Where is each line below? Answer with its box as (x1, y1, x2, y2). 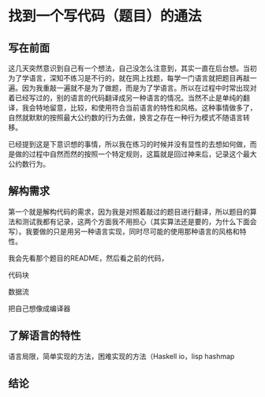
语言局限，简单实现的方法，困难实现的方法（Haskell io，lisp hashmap (8, 351, 235, 361)
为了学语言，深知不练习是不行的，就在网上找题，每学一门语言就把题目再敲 (8, 73, 250, 83)
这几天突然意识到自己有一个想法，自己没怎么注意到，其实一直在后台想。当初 (8, 64, 257, 73)
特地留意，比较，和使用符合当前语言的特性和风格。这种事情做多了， (35, 103, 257, 112)
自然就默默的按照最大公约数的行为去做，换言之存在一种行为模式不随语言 (8, 113, 243, 122)
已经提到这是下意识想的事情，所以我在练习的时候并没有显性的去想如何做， (8, 140, 250, 148)
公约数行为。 (8, 159, 50, 168)
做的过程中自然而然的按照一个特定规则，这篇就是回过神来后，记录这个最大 (14, 149, 257, 159)
